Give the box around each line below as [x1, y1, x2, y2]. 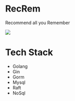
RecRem [5, 3, 41, 15]
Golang [12, 63, 28, 69]
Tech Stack [5, 47, 53, 58]
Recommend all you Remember [5, 20, 70, 26]
